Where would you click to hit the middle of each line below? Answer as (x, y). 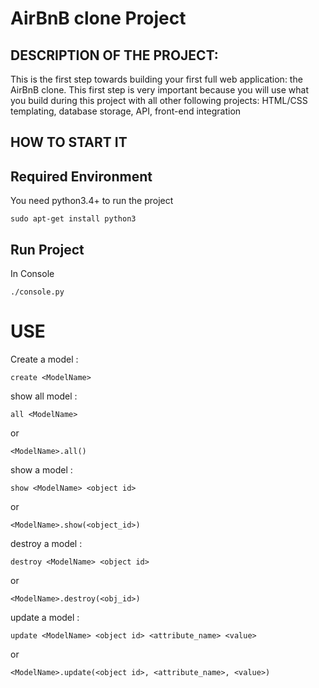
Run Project (47, 249)
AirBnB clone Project (98, 18)
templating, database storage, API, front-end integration (126, 111)
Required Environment (81, 176)
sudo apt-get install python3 (73, 219)
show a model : (41, 469)
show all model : (44, 396)
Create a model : (44, 359)
